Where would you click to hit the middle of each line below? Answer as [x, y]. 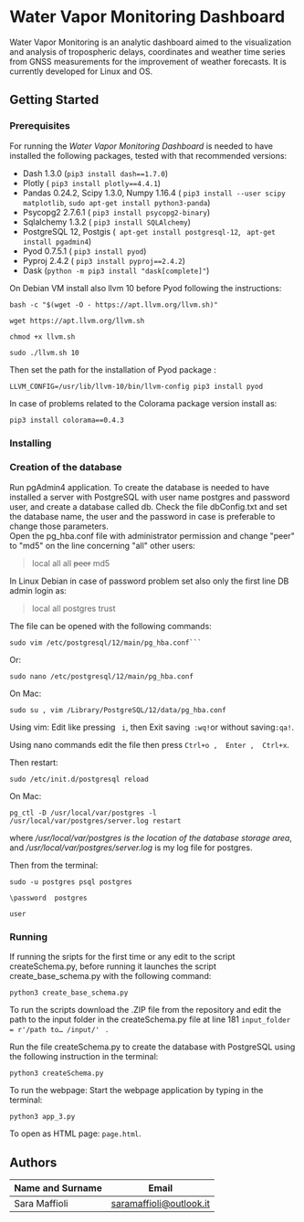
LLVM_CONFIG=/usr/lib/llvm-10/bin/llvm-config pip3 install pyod [136, 386]
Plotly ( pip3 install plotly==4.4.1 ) [92, 183]
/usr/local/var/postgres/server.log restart [95, 821]
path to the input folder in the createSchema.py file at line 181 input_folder [150, 1019]
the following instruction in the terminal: [84, 1057]
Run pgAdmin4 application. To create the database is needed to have [140, 487]
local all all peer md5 [71, 563]
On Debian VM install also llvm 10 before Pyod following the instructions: [146, 288]
